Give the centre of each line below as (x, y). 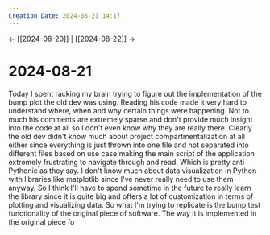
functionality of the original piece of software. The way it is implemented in (133, 213)
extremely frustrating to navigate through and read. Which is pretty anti (127, 162)
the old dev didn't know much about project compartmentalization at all (127, 136)
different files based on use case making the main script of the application (132, 153)
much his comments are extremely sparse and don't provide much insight (131, 119)
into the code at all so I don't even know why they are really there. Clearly (130, 128)
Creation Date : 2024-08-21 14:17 (64, 16)
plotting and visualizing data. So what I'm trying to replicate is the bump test (135, 204)
